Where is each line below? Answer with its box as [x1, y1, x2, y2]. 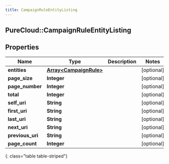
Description [108, 58, 137, 65]
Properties [5, 43, 39, 52]
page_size [8, 74, 33, 81]
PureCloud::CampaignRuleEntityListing [5, 26, 132, 35]
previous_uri [8, 132, 39, 139]
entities [8, 66, 27, 73]
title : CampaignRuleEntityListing [5, 7, 78, 13]
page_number [8, 83, 42, 90]
